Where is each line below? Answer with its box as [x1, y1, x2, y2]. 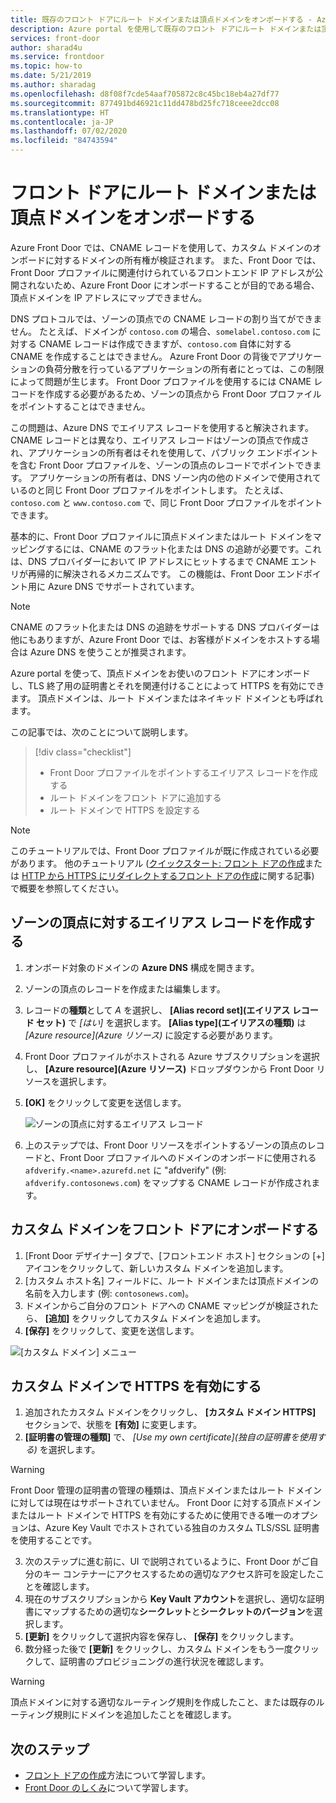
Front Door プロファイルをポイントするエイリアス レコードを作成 [49, 766, 318, 778]
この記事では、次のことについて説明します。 [10, 726, 194, 738]
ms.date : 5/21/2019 [10, 71, 92, 81]
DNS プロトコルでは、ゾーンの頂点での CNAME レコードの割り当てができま [10, 312, 323, 325]
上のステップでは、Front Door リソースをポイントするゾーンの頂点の [24, 1139, 308, 1151]
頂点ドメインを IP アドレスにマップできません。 [10, 291, 208, 303]
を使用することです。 [10, 1534, 98, 1546]
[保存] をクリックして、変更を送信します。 [24, 1324, 200, 1336]
